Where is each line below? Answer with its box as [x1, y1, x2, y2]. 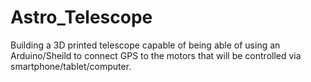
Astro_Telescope [10, 6, 153, 29]
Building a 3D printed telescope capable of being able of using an [10, 39, 281, 51]
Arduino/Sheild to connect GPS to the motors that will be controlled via [10, 49, 302, 61]
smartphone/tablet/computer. [10, 60, 132, 72]
